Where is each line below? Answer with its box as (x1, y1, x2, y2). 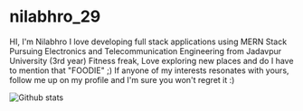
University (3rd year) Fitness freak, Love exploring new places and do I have (9, 55, 294, 66)
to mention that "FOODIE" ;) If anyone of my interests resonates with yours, (9, 65, 289, 76)
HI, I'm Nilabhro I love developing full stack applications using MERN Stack (9, 36, 288, 47)
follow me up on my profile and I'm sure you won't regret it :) (9, 74, 235, 85)
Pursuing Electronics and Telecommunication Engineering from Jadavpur (9, 45, 282, 56)
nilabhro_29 (9, 6, 101, 27)
